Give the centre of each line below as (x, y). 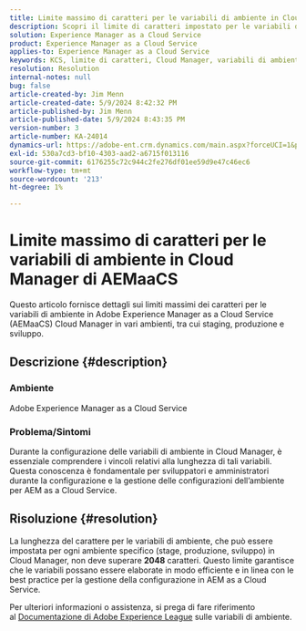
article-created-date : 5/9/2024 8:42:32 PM (93, 103)
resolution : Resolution (55, 69)
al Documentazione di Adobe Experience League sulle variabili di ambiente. (151, 616)
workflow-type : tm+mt (51, 171)
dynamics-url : (36, 145)
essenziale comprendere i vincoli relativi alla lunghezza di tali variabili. (141, 461)
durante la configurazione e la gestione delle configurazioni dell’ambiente (147, 481)
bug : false (30, 86)
